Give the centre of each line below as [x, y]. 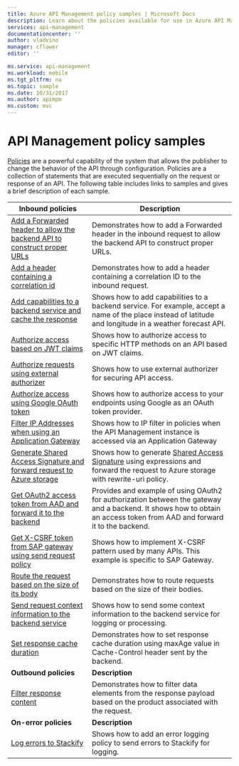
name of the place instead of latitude [153, 315]
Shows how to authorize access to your [158, 394]
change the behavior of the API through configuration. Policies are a [107, 168]
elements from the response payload [153, 693]
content [24, 702]
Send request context [47, 605]
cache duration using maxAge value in [156, 643]
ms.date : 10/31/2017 [38, 93]
